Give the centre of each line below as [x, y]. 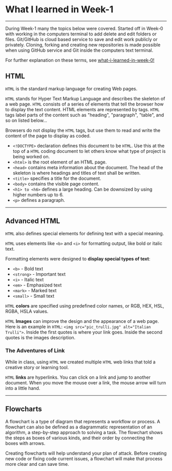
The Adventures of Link [35, 351]
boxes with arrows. [25, 443]
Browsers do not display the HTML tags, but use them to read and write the [83, 130]
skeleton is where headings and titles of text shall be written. [77, 173]
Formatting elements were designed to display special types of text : [78, 259]
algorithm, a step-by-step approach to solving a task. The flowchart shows [84, 432]
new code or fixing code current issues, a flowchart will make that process [84, 458]
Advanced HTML [33, 221]
